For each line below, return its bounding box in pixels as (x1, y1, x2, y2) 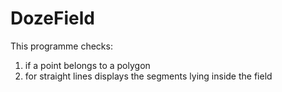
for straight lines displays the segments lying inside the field (24, 70, 273, 82)
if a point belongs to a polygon (24, 59, 151, 71)
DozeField (10, 7, 95, 30)
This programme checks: (10, 40, 113, 52)
